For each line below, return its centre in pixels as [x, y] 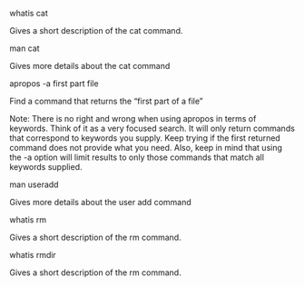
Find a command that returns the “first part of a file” [106, 101]
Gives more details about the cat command [90, 66]
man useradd [34, 184]
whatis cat [29, 13]
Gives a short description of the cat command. [96, 30]
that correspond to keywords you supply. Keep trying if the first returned [145, 138]
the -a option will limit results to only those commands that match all [137, 157]
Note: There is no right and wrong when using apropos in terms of [133, 119]
